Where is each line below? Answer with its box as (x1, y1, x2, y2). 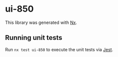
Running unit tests (5, 34, 62, 42)
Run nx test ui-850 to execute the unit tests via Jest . (5, 46, 114, 52)
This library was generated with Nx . (5, 19, 77, 25)
